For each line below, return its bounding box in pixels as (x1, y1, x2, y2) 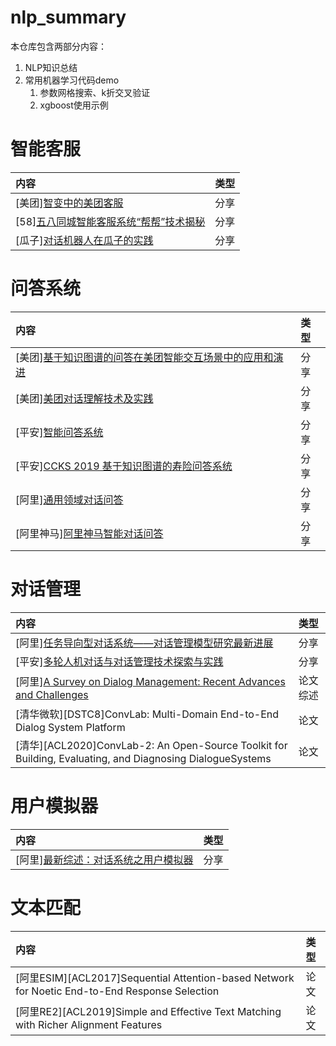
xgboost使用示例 (39, 99, 109, 111)
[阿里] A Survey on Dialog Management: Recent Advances (15, 674, 286, 688)
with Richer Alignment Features (15, 1017, 163, 1031)
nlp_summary (10, 6, 127, 29)
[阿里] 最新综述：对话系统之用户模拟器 (15, 852, 194, 866)
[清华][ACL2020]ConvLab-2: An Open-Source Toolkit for (15, 738, 288, 752)
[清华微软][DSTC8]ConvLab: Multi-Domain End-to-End (15, 707, 280, 721)
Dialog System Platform (15, 720, 126, 734)
